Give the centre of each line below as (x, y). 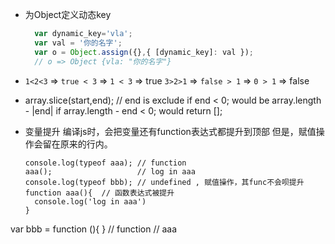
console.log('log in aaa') (90, 201)
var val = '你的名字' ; (78, 43)
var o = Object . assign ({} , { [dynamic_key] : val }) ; (144, 52)
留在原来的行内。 (77, 144)
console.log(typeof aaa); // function (105, 163)
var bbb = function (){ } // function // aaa (93, 229)
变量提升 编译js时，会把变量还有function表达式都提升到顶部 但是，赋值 (170, 131)
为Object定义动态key (68, 14)
